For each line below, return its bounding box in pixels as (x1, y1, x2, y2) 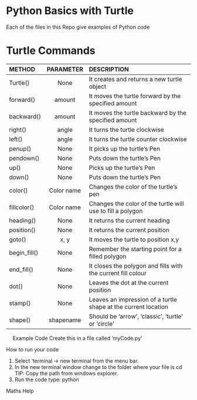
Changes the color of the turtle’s (89, 183, 178, 191)
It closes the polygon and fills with (89, 262, 183, 270)
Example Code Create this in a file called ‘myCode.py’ (12, 334, 142, 341)
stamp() (9, 299, 31, 307)
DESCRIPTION (89, 65, 129, 73)
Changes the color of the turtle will (89, 199, 184, 207)
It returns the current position (89, 225, 170, 234)
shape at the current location (89, 303, 168, 311)
